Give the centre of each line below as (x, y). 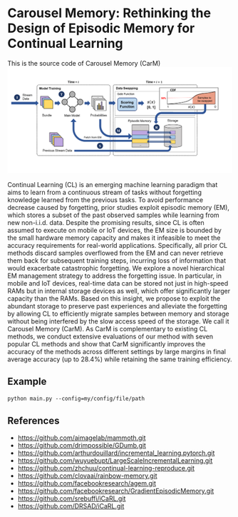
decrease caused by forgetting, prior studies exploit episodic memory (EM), (119, 207)
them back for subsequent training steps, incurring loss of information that (117, 260)
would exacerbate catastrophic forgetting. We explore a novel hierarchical (116, 268)
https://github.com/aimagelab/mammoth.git (82, 438)
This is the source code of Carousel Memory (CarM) (84, 63)
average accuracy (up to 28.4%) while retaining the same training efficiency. (120, 359)
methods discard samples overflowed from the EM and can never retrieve (115, 253)
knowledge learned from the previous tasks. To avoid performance (105, 200)
